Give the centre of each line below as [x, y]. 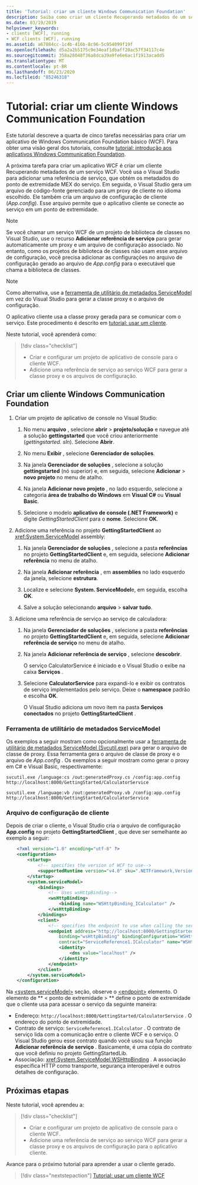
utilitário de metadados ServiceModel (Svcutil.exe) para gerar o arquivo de [97, 748]
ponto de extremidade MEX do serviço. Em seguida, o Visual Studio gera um [99, 185]
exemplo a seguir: [28, 838]
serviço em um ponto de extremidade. [52, 209]
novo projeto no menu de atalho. [63, 477]
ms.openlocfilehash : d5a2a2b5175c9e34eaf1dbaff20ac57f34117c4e [85, 50]
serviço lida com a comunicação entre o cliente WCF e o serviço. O [96, 1035]
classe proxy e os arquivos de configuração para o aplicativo [103, 1147]
